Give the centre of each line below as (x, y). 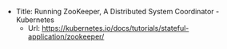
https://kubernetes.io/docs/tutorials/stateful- (115, 28)
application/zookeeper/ (66, 36)
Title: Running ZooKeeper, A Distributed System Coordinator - (117, 11)
